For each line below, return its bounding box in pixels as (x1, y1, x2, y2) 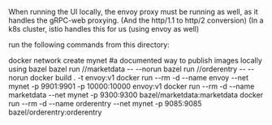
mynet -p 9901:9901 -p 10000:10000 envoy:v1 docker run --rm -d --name (8, 81, 255, 91)
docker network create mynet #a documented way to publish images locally (8, 56, 262, 65)
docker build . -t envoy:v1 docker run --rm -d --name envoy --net (29, 73, 249, 82)
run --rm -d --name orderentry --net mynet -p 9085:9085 (8, 99, 202, 108)
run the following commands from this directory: (8, 40, 171, 50)
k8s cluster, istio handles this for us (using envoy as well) (8, 24, 200, 33)
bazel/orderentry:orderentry (8, 107, 102, 117)
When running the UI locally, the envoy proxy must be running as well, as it (8, 7, 258, 16)
